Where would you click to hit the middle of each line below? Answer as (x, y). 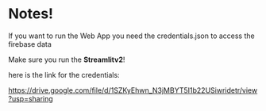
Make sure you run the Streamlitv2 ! (67, 59)
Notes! (31, 14)
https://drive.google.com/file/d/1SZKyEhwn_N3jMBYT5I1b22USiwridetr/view (133, 90)
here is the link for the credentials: (64, 75)
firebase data (30, 44)
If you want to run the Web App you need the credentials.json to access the (132, 36)
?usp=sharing (31, 98)
